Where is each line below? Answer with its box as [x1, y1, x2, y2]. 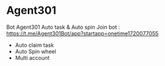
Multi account [15, 54, 50, 61]
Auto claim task [15, 41, 54, 49]
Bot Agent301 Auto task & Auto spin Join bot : [6, 23, 120, 31]
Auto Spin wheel [15, 47, 56, 55]
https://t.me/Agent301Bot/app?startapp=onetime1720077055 [6, 29, 159, 37]
